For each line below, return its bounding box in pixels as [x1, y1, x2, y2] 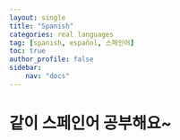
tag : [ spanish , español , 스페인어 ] [9, 38, 134, 48]
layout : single [9, 13, 66, 22]
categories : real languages [9, 30, 115, 39]
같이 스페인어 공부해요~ [9, 113, 172, 133]
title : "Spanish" [9, 22, 74, 31]
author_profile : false [9, 55, 94, 64]
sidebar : [9, 64, 42, 73]
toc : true [9, 47, 47, 56]
